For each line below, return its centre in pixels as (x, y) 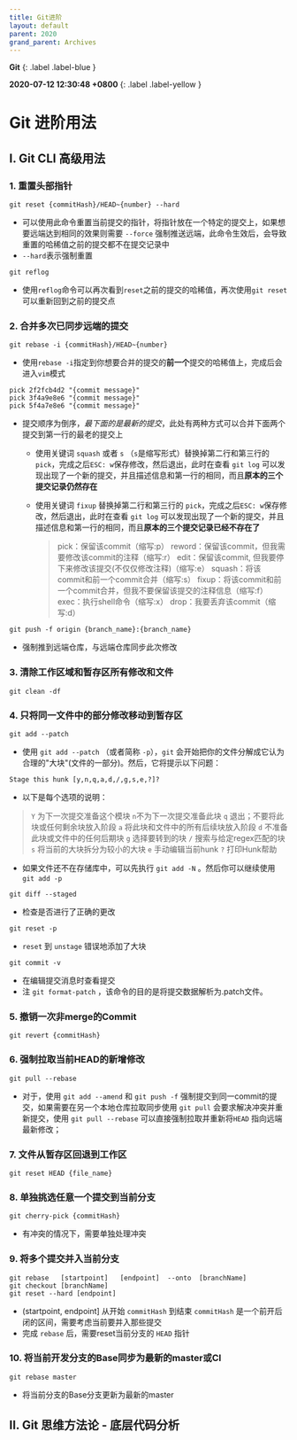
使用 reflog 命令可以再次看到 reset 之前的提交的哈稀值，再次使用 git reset (154, 290)
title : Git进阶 (36, 17)
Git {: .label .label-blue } (53, 67)
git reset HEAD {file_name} (61, 1173)
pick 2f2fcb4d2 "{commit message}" (75, 391)
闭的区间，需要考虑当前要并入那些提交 (91, 1322)
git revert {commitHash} (55, 1036)
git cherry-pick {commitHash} (65, 1216)
